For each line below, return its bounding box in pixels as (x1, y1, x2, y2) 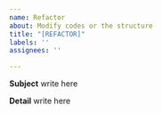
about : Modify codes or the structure (9, 21, 153, 30)
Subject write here (9, 78, 78, 89)
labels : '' (9, 37, 50, 47)
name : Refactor (9, 12, 66, 22)
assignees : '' (9, 46, 62, 55)
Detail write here (9, 95, 71, 107)
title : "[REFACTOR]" (9, 29, 86, 38)
